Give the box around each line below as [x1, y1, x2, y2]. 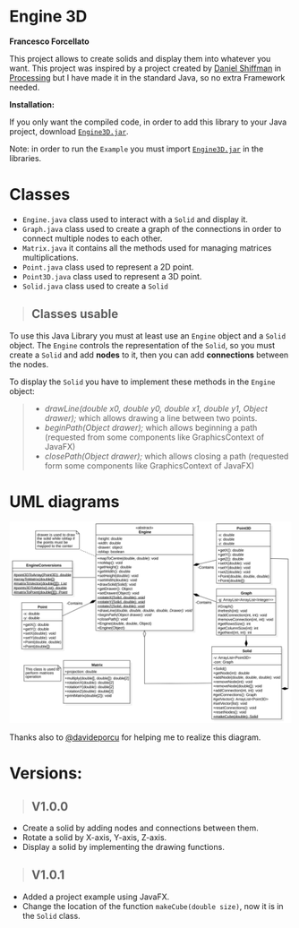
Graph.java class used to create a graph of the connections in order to [21, 223, 282, 234]
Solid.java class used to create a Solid [21, 280, 168, 291]
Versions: [9, 763, 83, 784]
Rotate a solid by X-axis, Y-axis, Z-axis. [21, 831, 167, 843]
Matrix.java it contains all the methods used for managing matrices [21, 242, 272, 253]
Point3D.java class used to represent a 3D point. [21, 271, 202, 281]
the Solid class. [21, 910, 81, 921]
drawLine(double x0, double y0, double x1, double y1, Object [44, 403, 269, 414]
